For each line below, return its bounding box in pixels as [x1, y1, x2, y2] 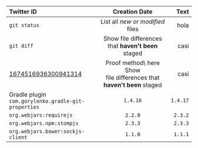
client [9, 134, 28, 140]
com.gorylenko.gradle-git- [9, 98, 85, 104]
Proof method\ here [105, 59, 160, 67]
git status [9, 22, 39, 28]
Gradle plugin [9, 91, 47, 98]
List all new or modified [100, 18, 165, 25]
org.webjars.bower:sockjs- [9, 128, 85, 134]
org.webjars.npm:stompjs [9, 120, 79, 126]
